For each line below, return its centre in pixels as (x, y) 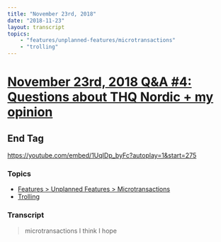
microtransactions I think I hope (71, 231)
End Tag (25, 138)
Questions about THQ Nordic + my (110, 97)
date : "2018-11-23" (36, 21)
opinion (30, 112)
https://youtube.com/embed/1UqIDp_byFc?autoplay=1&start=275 (102, 155)
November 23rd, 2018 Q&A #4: (100, 82)
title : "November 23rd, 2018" (52, 14)
